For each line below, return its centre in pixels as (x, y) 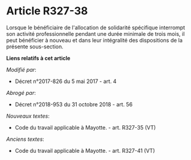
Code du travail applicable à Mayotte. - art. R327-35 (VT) (85, 127)
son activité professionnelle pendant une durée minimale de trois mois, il (95, 33)
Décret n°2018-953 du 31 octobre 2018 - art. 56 (74, 104)
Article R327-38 (47, 11)
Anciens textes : (25, 139)
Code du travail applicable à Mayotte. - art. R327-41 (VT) (85, 150)
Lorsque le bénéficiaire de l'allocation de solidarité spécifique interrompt (96, 27)
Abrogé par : (21, 93)
